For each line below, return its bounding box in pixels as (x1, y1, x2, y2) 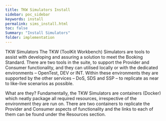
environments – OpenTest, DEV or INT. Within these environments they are (5, 70, 158, 76)
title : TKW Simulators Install (5, 7, 70, 12)
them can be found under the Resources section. (5, 111, 106, 117)
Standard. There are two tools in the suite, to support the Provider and (5, 59, 149, 65)
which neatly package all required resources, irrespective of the (5, 95, 137, 101)
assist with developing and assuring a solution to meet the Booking (5, 54, 143, 60)
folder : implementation (5, 35, 55, 40)
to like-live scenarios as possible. (5, 80, 74, 86)
